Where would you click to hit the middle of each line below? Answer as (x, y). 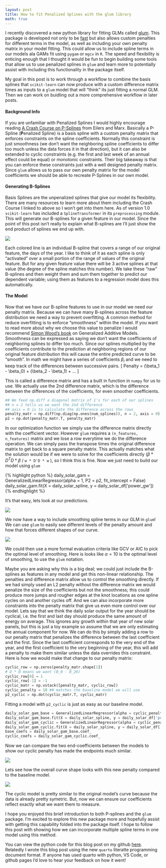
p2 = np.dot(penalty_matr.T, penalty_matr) (51, 419)
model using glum (23, 466)
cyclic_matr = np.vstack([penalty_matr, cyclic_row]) (62, 686)
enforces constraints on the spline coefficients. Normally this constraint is (80, 138)
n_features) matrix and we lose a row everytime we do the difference (76, 438)
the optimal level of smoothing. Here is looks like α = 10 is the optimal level (81, 554)
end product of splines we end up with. (45, 229)
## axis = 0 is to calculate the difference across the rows (69, 409)
